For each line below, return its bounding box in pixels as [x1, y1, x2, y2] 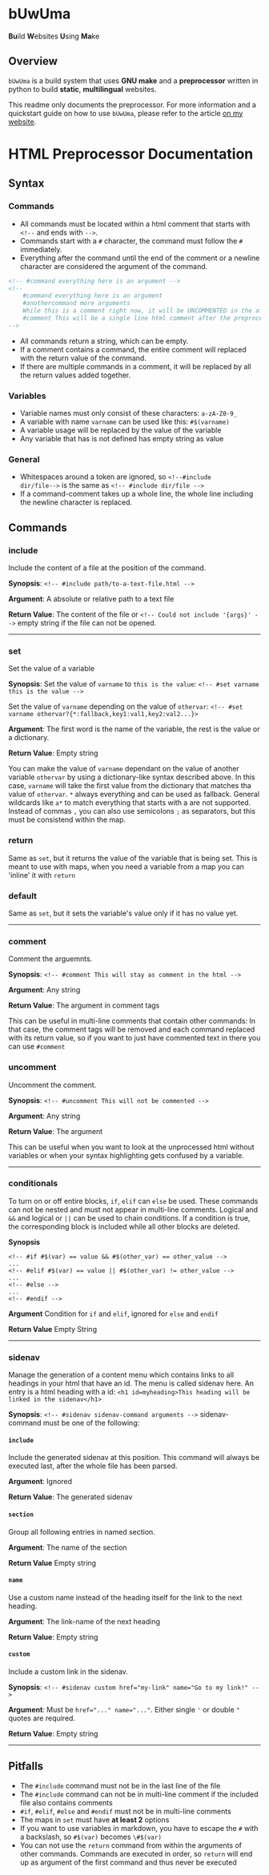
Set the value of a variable [8, 664, 94, 674]
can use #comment [8, 1042, 66, 1052]
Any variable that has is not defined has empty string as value [19, 434, 224, 444]
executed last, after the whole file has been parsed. [8, 1461, 178, 1471]
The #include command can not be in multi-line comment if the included [19, 1789, 259, 1799]
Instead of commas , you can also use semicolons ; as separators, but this [8, 807, 256, 816]
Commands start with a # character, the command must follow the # [19, 235, 243, 245]
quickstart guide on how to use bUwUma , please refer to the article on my [8, 108, 243, 118]
